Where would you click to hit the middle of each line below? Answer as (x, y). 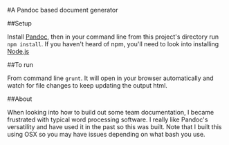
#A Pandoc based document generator (63, 10)
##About (20, 99)
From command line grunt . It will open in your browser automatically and (110, 78)
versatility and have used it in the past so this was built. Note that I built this (114, 127)
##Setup (20, 23)
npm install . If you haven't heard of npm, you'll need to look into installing (113, 44)
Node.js (18, 51)
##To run (20, 65)
